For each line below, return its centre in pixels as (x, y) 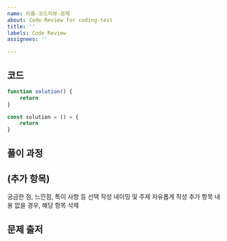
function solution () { (40, 91)
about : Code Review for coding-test (60, 20)
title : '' (21, 26)
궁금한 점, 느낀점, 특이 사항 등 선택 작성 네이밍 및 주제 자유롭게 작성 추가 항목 (110, 197)
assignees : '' (28, 39)
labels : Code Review (37, 33)
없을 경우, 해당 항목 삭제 (47, 206)
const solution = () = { (43, 117)
